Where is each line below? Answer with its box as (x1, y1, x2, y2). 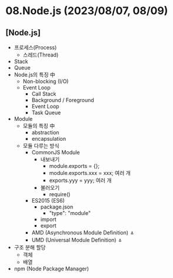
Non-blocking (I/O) (22, 78, 69, 85)
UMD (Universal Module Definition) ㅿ (31, 237, 123, 243)
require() (49, 191, 71, 198)
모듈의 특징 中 (22, 123, 55, 129)
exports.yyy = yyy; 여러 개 (49, 177, 112, 184)
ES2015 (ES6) (31, 197, 65, 204)
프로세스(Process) (14, 44, 57, 51)
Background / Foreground (31, 97, 95, 104)
